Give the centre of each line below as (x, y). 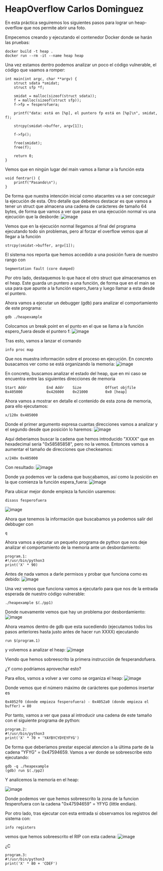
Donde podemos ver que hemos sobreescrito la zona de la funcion (72, 799)
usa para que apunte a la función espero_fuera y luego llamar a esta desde (80, 288)
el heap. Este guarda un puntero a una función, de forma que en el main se (80, 283)
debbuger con (19, 524)
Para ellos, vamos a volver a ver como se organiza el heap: (64, 678)
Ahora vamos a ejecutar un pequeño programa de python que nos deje (76, 542)
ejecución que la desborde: (32, 217)
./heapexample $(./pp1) (29, 603)
